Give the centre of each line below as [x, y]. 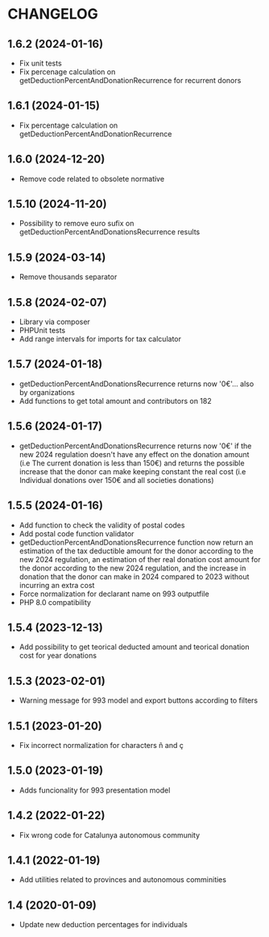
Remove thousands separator [68, 277]
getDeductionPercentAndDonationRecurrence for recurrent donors [130, 80]
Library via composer [54, 322]
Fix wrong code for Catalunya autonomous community [110, 835]
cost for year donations [58, 656]
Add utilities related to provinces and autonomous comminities [123, 880]
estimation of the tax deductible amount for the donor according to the [136, 551]
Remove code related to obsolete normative [92, 179]
